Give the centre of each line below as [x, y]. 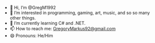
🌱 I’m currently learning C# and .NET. [48, 23]
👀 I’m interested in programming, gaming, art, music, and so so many [80, 13]
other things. [23, 18]
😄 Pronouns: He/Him [31, 36]
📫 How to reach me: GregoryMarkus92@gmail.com [63, 29]
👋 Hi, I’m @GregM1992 [33, 8]
